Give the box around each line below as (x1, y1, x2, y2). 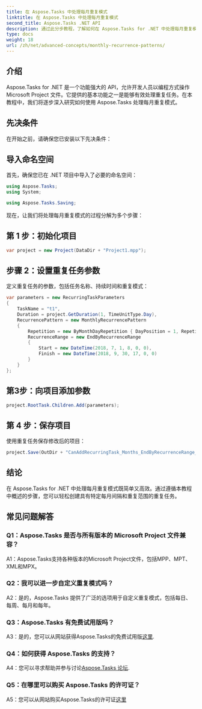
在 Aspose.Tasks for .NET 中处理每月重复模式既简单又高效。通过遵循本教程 (6, 485, 192, 492)
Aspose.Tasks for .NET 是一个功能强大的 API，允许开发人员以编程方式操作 (6, 83, 191, 90)
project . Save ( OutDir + (6, 450, 63, 456)
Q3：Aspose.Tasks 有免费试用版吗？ (6, 618, 114, 626)
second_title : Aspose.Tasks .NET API (6, 20, 101, 26)
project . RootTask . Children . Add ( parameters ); (6, 402, 120, 408)
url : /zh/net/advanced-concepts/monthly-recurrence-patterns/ (6, 43, 165, 49)
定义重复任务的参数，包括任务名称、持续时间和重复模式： (6, 283, 148, 290)
